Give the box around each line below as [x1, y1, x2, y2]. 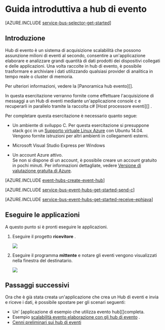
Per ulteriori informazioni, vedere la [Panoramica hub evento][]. [5, 83, 133, 89]
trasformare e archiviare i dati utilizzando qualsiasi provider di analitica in [5, 68, 153, 74]
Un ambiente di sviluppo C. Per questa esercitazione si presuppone [12, 122, 149, 128]
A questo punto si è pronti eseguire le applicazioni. [5, 224, 108, 230]
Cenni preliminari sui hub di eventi [12, 320, 81, 326]
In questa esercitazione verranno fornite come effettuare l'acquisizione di [5, 92, 154, 98]
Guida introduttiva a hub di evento [5, 3, 147, 15]
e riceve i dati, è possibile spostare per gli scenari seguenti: [5, 299, 126, 305]
